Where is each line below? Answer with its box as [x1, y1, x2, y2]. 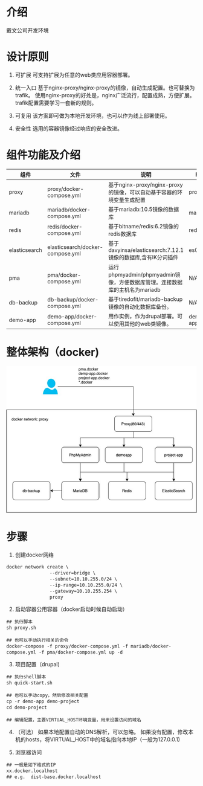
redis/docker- [47, 223, 83, 230]
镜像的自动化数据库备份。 [108, 303, 172, 310]
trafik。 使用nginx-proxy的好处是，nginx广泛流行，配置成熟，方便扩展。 [14, 91, 195, 98]
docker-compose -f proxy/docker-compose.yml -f [6, 643, 129, 649]
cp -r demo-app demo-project [6, 698, 80, 704]
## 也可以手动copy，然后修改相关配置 [6, 692, 89, 698]
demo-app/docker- [47, 313, 98, 320]
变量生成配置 [114, 196, 146, 203]
